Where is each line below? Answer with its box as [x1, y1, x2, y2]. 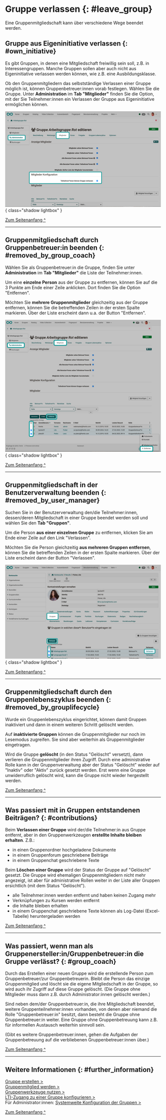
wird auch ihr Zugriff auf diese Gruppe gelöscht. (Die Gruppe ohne [5, 986, 141, 992]
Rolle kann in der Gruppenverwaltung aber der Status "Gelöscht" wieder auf [5, 762, 160, 768]
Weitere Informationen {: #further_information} [5, 1065, 154, 1074]
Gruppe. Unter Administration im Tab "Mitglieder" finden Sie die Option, [5, 90, 154, 97]
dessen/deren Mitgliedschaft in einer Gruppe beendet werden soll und [5, 515, 148, 520]
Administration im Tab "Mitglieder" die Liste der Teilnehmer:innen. [5, 269, 143, 275]
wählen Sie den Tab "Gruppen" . [5, 520, 71, 526]
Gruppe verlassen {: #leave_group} [5, 3, 153, 15]
